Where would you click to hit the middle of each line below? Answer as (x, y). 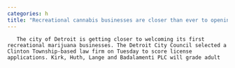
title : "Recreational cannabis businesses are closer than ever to (108, 20)
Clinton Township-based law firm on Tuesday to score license (100, 51)
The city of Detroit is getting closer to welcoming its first (111, 39)
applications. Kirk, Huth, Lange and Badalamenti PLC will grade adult (114, 57)
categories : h (28, 14)
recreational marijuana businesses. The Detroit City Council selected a (117, 45)
